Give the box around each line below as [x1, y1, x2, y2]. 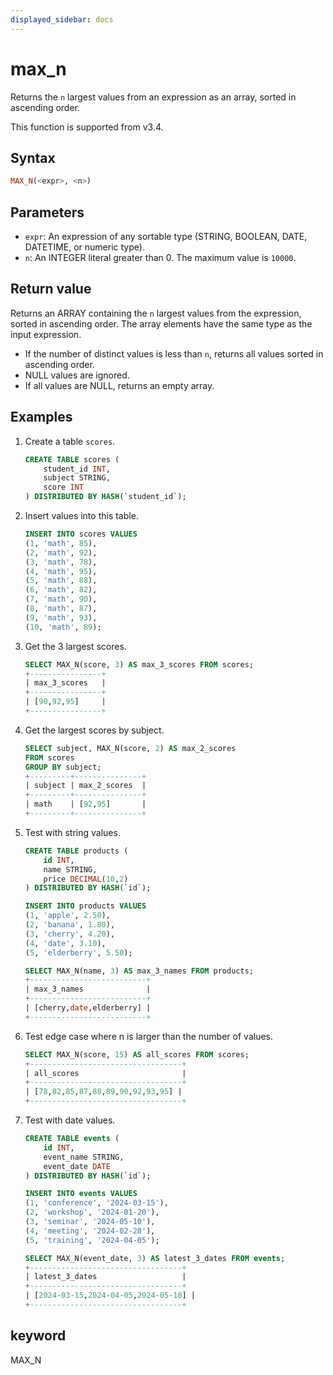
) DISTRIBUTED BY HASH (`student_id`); [24, 492, 187, 502]
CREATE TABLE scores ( [24, 454, 120, 465]
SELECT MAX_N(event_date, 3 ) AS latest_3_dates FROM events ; [24, 1253, 286, 1263]
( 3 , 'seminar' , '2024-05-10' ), [24, 1217, 156, 1227]
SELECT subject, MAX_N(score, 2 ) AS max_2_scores [24, 743, 237, 753]
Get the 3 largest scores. [24, 640, 127, 652]
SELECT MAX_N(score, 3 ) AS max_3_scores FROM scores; [24, 659, 254, 670]
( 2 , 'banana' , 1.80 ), [24, 920, 116, 930]
